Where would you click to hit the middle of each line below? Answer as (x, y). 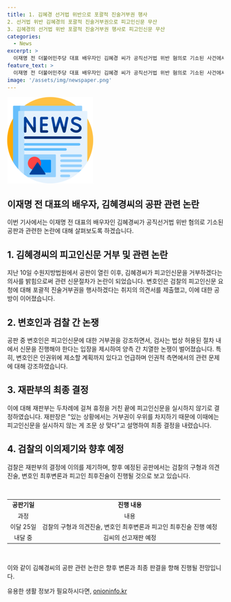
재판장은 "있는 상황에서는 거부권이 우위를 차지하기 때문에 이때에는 (131, 416)
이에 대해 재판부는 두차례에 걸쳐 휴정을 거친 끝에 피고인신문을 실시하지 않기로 (110, 408)
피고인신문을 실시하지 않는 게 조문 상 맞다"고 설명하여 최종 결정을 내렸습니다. (109, 425)
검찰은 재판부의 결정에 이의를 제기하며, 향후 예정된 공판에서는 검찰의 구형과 (107, 467)
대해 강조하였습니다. (41, 366)
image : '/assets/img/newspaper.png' (59, 80)
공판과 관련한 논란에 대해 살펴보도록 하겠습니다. (70, 231)
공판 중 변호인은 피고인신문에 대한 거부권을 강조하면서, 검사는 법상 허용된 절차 (111, 340)
